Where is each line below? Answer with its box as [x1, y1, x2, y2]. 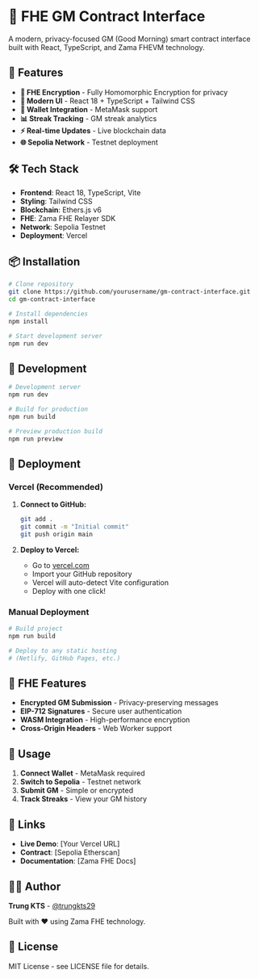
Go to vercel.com [31, 560, 90, 570]
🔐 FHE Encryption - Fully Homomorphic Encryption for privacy [19, 87, 228, 97]
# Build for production [8, 405, 89, 414]
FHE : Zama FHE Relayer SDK [19, 213, 116, 223]
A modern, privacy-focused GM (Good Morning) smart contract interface [8, 34, 251, 44]
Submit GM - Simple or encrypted [19, 786, 134, 796]
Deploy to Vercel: [19, 545, 80, 554]
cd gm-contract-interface [8, 295, 95, 303]
